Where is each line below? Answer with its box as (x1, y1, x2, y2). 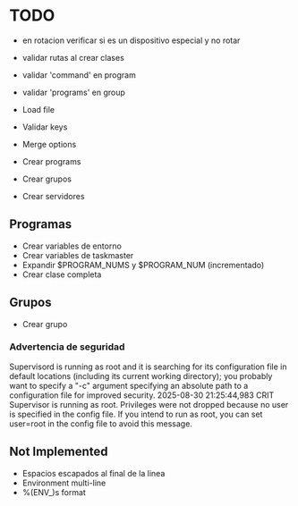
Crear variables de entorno (21, 240, 123, 251)
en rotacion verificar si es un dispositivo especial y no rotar (21, 35, 241, 46)
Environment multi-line (21, 477, 106, 488)
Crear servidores (21, 190, 85, 201)
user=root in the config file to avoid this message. (9, 417, 192, 429)
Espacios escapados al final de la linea (21, 468, 166, 478)
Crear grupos (21, 173, 72, 184)
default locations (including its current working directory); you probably (9, 370, 273, 381)
